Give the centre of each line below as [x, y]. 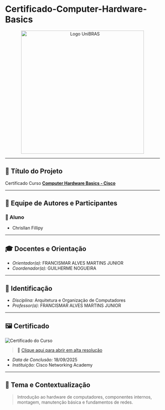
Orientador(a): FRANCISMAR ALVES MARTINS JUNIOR [68, 263]
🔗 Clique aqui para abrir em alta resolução [60, 350]
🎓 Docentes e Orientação [46, 249]
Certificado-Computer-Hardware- [76, 9]
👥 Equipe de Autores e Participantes [61, 203]
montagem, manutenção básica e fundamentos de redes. [75, 402]
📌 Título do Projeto [34, 171]
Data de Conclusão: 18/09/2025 [45, 359]
